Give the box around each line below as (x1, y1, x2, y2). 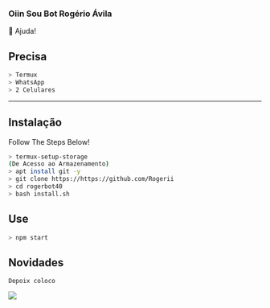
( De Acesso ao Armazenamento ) (8, 160, 110, 168)
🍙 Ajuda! (8, 27, 36, 36)
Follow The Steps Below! (8, 137, 90, 146)
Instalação (8, 116, 63, 129)
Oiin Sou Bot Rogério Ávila (8, 8, 112, 19)
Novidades (8, 256, 64, 269)
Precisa (8, 49, 47, 64)
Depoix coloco (8, 277, 56, 285)
